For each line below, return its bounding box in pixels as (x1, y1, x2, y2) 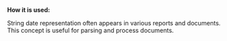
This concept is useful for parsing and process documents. (7, 27, 174, 34)
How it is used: (7, 6, 50, 14)
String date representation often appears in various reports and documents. (7, 19, 221, 27)
